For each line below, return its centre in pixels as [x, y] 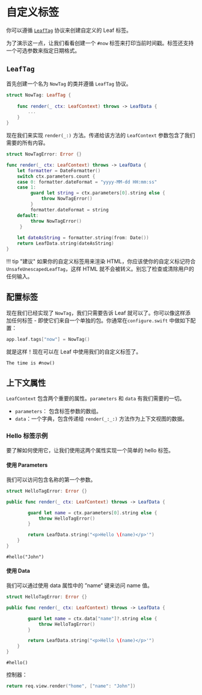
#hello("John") [25, 557]
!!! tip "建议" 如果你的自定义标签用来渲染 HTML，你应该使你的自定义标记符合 [101, 261]
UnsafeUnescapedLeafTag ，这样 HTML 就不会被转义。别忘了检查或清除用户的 [100, 269]
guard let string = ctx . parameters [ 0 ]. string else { [98, 193]
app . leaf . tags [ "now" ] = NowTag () [48, 339]
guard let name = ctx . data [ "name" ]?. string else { [93, 619]
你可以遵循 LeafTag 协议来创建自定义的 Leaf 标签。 [69, 30]
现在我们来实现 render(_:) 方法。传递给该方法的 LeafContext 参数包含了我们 [101, 135]
